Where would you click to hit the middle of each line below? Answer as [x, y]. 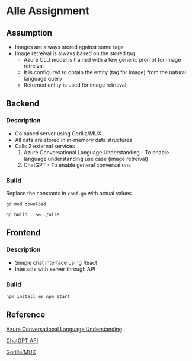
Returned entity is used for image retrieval [75, 85]
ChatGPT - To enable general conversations [77, 165]
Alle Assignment [48, 11]
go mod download [26, 204]
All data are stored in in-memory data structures [73, 140]
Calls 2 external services [45, 146]
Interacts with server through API [55, 269]
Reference [26, 315]
